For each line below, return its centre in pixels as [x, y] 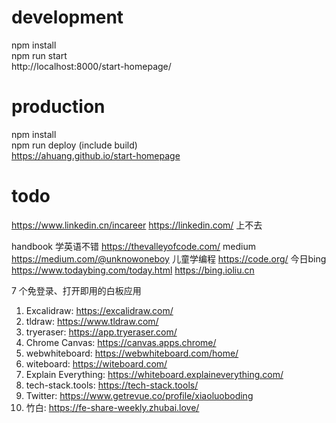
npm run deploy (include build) [74, 145]
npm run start [39, 55]
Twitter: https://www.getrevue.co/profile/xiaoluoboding [139, 395]
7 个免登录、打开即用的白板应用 [76, 290]
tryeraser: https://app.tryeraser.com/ [101, 332]
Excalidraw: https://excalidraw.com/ [99, 310]
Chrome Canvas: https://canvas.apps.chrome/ [121, 342]
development [67, 17]
